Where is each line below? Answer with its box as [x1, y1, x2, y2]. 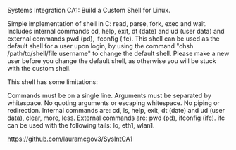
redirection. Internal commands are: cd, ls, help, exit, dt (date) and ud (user [7, 107, 225, 114]
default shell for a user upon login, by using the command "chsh [7, 42, 194, 50]
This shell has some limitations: [7, 78, 99, 86]
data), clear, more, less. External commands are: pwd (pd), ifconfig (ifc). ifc [7, 114, 225, 122]
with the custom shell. [7, 64, 71, 72]
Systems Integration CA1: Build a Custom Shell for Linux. [7, 6, 170, 14]
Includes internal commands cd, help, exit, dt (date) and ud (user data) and [7, 27, 225, 35]
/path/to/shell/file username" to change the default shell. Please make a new [7, 49, 230, 57]
